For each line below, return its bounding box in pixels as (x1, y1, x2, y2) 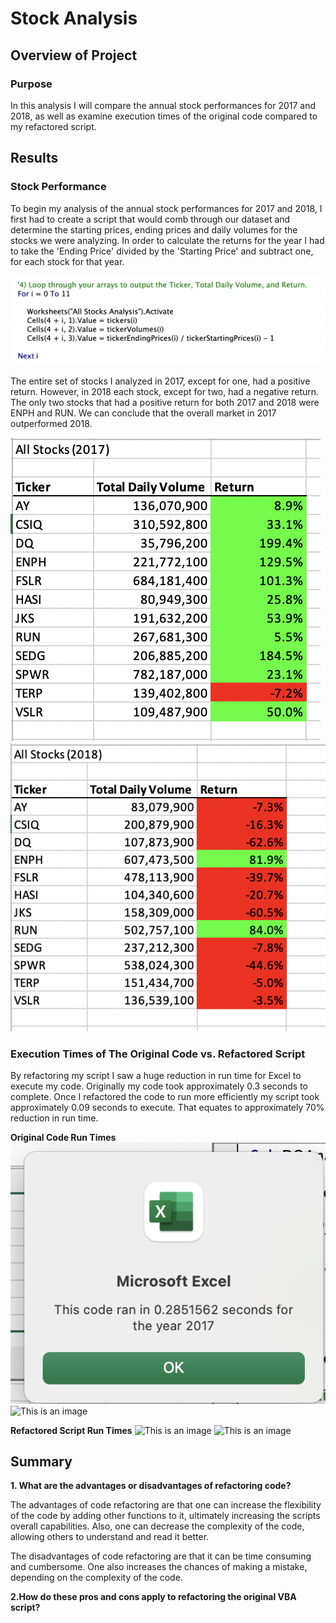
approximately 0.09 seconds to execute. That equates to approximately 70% (10, 1101, 325, 1113)
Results (10, 150, 59, 167)
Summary (10, 1453, 73, 1470)
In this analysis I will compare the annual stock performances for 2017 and (10, 99, 317, 111)
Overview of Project (10, 47, 138, 64)
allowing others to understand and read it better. (10, 1531, 210, 1543)
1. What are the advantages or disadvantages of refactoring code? (10, 1480, 292, 1492)
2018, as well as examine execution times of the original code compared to (10, 110, 318, 122)
